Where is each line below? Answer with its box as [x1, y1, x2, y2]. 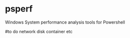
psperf [5, 3, 33, 14]
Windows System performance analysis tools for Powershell [5, 19, 125, 25]
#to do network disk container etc [5, 28, 73, 34]
